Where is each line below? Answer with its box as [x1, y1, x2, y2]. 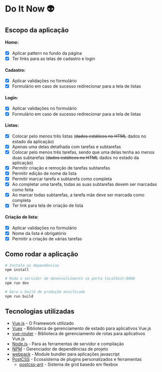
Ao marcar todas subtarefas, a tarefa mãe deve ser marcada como [12, 192, 145, 198]
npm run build [5, 294, 34, 299]
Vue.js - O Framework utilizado [12, 320, 74, 326]
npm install [5, 267, 29, 272]
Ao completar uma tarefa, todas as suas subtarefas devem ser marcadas [12, 182, 157, 187]
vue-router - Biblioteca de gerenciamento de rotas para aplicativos [12, 330, 146, 336]
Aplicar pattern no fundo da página [12, 50, 82, 56]
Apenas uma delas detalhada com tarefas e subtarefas [12, 143, 121, 150]
